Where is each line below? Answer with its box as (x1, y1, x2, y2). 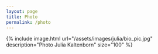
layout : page (6, 8, 38, 15)
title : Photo (6, 14, 38, 20)
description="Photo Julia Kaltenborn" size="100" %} (6, 41, 133, 48)
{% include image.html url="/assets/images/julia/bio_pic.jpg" (6, 35, 153, 42)
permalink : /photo (6, 19, 51, 25)
